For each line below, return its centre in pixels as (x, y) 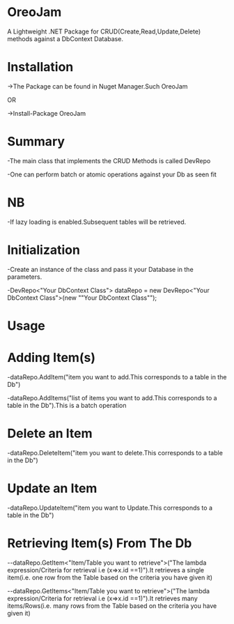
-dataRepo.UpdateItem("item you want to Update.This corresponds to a (110, 508)
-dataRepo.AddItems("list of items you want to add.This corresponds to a (112, 397)
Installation (40, 67)
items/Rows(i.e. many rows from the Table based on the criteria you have (112, 606)
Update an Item (52, 488)
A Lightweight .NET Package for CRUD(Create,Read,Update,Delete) (104, 31)
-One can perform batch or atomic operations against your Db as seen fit (112, 174)
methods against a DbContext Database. (65, 38)
